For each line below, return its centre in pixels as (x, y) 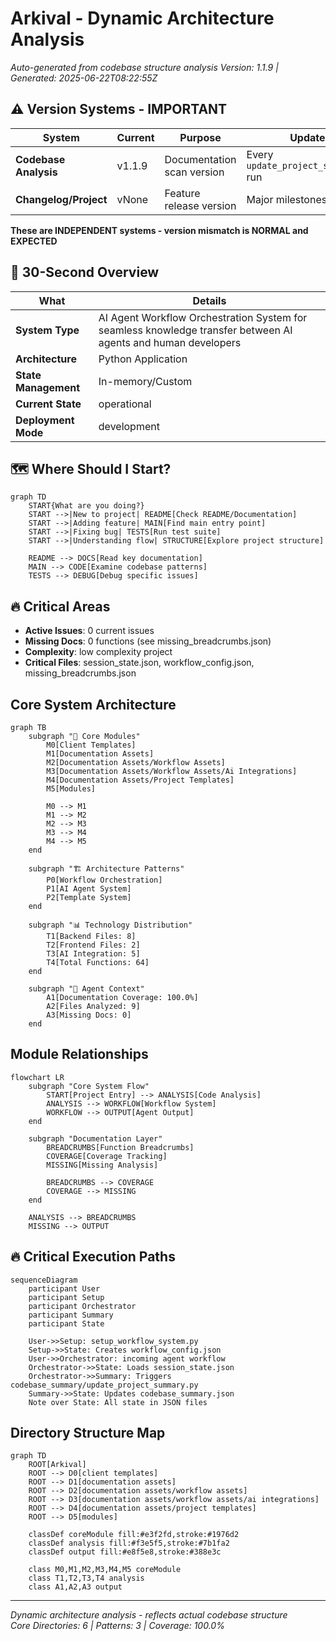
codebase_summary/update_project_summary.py (104, 1385)
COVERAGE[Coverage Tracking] (107, 1156)
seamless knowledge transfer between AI (195, 330)
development (129, 426)
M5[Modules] (71, 789)
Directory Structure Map (88, 1433)
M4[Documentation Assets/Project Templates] (140, 780)
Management (48, 387)
